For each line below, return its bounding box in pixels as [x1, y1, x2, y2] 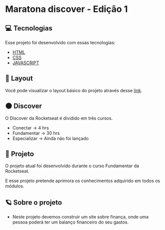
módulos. [5, 183, 24, 189]
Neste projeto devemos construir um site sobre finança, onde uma [12, 214, 149, 220]
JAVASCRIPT [12, 60, 39, 66]
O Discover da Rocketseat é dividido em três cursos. [5, 115, 113, 121]
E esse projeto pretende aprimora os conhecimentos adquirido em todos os [5, 178, 161, 184]
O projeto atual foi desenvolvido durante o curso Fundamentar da [5, 163, 140, 169]
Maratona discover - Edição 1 [5, 3, 128, 15]
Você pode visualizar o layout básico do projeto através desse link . [5, 87, 143, 93]
